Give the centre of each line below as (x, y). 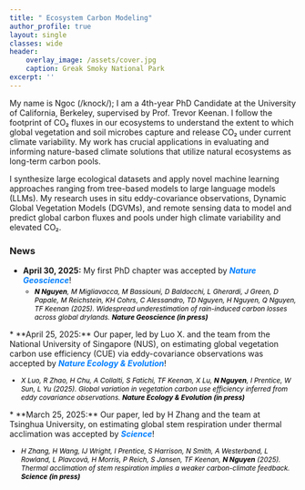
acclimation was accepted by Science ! (82, 434)
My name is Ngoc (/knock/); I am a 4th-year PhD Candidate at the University (153, 103)
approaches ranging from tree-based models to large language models (142, 189)
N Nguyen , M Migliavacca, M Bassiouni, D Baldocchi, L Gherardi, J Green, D (157, 292)
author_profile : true (51, 26)
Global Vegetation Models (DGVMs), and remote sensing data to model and (151, 208)
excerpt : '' (32, 77)
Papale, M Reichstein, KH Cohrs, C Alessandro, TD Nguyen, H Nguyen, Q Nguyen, (166, 300)
